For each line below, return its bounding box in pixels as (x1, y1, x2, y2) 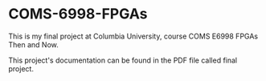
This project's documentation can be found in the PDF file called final (8, 55, 238, 65)
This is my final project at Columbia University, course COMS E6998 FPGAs (8, 31, 259, 41)
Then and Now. (8, 39, 59, 49)
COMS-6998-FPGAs (8, 5, 148, 23)
